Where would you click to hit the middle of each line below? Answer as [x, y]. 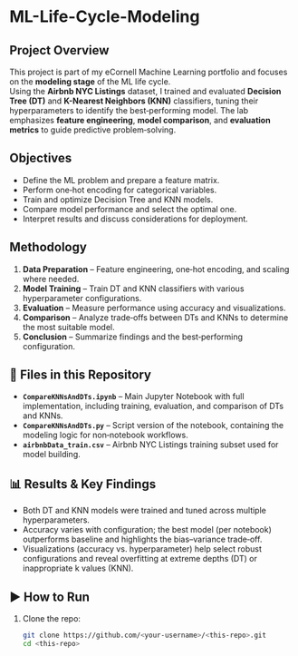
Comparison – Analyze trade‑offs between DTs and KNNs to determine [155, 317]
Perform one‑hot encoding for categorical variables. [120, 190]
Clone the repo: [52, 619]
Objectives [41, 158]
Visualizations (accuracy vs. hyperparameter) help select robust [142, 549]
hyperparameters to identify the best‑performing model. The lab [129, 110]
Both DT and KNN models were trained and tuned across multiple [144, 511]
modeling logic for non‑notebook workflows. [105, 435]
